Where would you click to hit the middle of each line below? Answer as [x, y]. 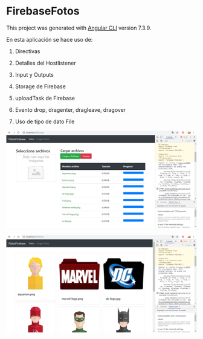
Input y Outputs [34, 74]
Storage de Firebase [40, 86]
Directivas [27, 51]
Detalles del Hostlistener [46, 63]
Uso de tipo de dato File [45, 121]
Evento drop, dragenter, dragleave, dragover [70, 109]
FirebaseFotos [43, 11]
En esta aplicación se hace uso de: [50, 39]
